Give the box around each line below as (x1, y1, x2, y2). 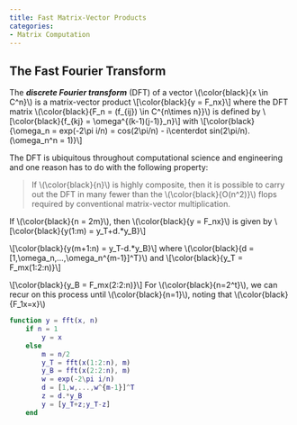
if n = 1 (25, 325, 58, 334)
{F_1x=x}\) (9, 299, 47, 310)
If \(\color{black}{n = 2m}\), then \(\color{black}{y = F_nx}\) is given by (9, 216, 273, 227)
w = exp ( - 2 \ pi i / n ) (41, 375, 115, 384)
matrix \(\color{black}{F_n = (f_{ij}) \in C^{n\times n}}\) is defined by (9, 106, 261, 117)
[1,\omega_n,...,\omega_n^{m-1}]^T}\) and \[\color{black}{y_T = (9, 253, 243, 264)
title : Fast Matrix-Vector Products (9, 13, 147, 23)
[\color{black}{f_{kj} (9, 116, 84, 127)
